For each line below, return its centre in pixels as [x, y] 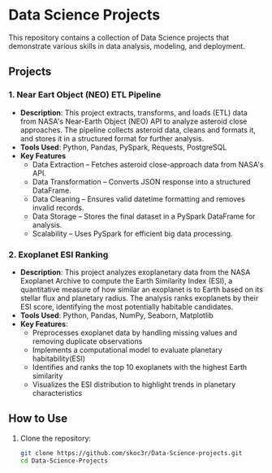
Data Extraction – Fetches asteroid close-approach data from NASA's [148, 164]
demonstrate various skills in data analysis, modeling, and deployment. [127, 46]
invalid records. [58, 207]
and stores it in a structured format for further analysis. [112, 138]
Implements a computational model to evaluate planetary [127, 349]
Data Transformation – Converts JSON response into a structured [141, 181]
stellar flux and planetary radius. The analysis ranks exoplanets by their [139, 297]
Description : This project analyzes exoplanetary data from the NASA [135, 272]
